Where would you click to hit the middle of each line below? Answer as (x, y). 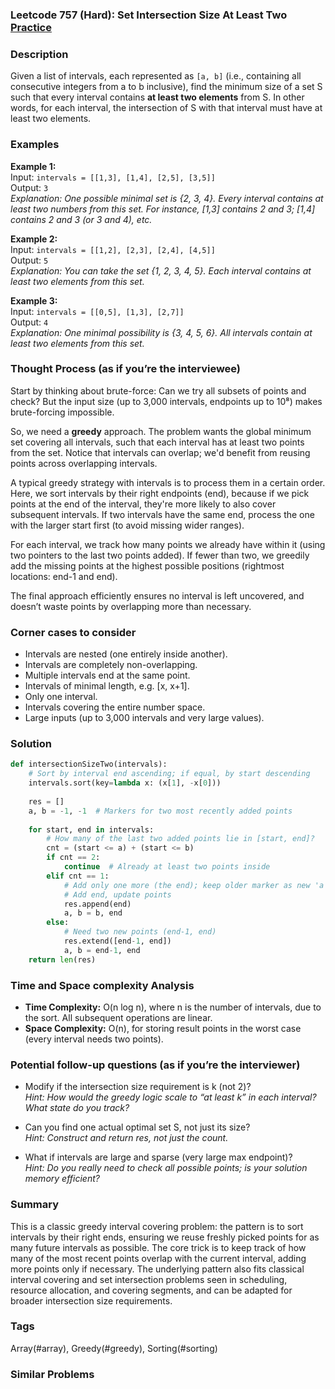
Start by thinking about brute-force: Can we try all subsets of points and (158, 390)
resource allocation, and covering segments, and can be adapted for (151, 1290)
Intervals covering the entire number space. (115, 707)
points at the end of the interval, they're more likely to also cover (143, 504)
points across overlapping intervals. (84, 463)
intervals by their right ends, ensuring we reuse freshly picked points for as (165, 1237)
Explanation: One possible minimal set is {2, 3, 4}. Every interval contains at (167, 198)
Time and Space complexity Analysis (102, 985)
